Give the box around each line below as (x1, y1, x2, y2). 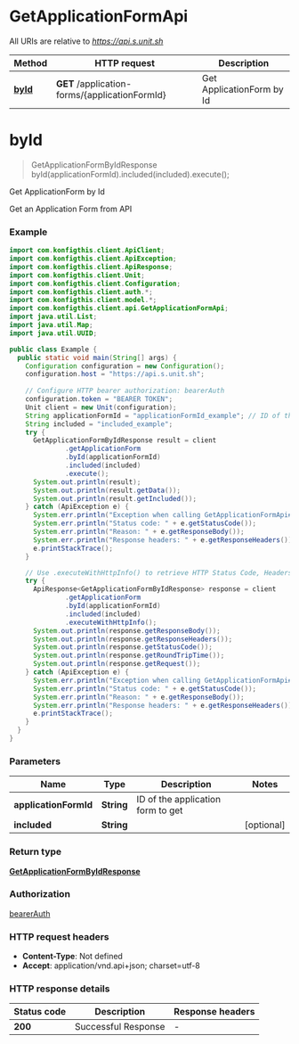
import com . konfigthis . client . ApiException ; (9, 254, 177, 264)
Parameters (9, 755, 61, 768)
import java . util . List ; (9, 312, 98, 322)
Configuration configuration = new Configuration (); (25, 361, 225, 371)
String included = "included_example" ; (25, 419, 174, 429)
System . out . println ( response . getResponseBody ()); (32, 626, 221, 635)
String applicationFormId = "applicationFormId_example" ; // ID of (25, 411, 280, 420)
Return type (9, 845, 62, 858)
